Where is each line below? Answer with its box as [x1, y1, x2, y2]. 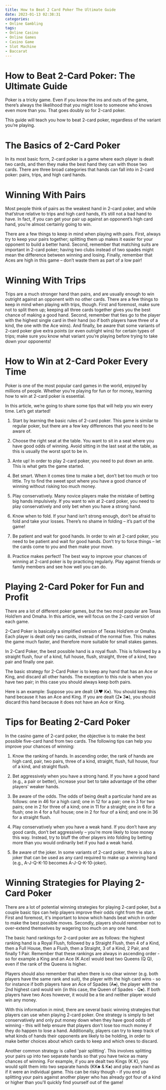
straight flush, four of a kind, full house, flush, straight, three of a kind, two [5, 654, 157, 659]
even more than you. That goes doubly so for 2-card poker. [5, 108, 126, 113]
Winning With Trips [5, 274, 86, 286]
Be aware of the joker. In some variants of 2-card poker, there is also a [12, 849, 156, 855]
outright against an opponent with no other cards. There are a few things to [5, 296, 159, 302]
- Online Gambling [5, 21, 43, 26]
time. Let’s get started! [5, 408, 51, 414]
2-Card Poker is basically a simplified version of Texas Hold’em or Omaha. [5, 628, 156, 634]
